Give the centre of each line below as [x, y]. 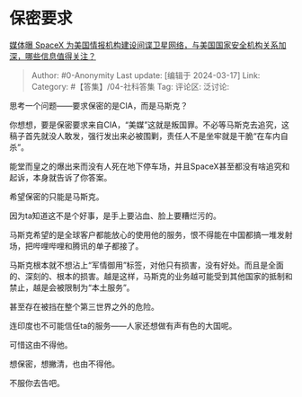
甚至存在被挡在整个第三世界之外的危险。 [84, 306]
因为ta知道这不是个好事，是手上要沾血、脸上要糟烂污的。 [115, 216]
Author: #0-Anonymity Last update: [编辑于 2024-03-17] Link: [146, 75]
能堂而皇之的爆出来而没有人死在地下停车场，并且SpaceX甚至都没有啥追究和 [150, 166]
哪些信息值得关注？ [60, 56]
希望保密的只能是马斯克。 [57, 196]
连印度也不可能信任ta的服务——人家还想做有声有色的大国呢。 [123, 325]
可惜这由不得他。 [41, 344]
